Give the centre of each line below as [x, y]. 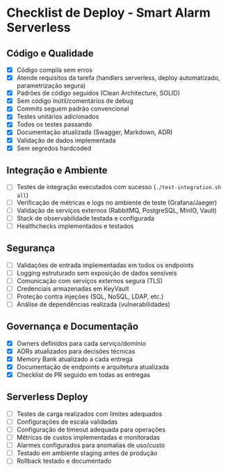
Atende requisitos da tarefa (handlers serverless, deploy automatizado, [118, 78]
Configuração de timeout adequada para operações [91, 430]
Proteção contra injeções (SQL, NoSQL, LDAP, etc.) [90, 296]
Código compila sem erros [55, 70]
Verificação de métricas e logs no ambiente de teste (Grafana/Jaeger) [117, 202]
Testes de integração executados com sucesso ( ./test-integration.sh [119, 187]
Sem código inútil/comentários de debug [75, 101]
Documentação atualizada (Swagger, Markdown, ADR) [95, 132]
